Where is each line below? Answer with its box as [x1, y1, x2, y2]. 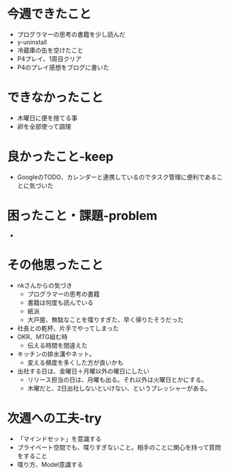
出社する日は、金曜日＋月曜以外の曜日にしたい [16, 367, 149, 375]
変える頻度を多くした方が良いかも [27, 358, 124, 367]
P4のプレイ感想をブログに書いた [16, 63, 110, 71]
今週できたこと [7, 6, 92, 22]
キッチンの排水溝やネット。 [16, 350, 96, 358]
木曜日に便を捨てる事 [16, 114, 77, 122]
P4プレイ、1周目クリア [16, 54, 82, 62]
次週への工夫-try [7, 411, 102, 426]
